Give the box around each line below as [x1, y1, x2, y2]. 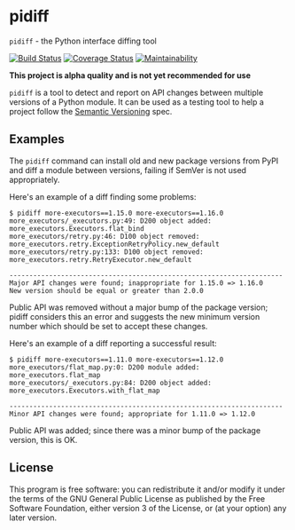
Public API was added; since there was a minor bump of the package [9, 424, 261, 436]
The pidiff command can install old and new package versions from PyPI [9, 155, 279, 166]
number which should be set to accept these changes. [9, 320, 208, 331]
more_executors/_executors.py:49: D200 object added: [9, 216, 213, 225]
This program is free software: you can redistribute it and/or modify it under [9, 484, 285, 494]
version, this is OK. [9, 434, 78, 445]
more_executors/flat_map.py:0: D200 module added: [9, 362, 200, 372]
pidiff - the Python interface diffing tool [9, 36, 157, 46]
